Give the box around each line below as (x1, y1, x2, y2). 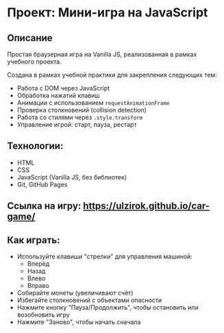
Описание (7, 32, 53, 44)
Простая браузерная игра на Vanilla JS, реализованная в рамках (7, 50, 197, 58)
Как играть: (7, 234, 60, 246)
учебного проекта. (7, 58, 62, 66)
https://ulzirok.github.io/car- (83, 200, 210, 212)
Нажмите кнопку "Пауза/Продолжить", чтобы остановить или (16, 304, 199, 312)
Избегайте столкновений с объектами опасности (16, 296, 162, 304)
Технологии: (7, 140, 64, 152)
